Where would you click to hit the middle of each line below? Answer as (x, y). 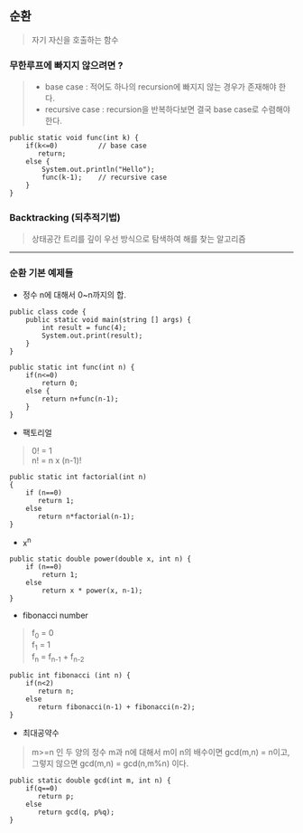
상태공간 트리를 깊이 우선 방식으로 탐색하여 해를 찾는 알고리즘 (138, 239)
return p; (56, 796)
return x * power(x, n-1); (92, 591)
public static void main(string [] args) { (109, 319)
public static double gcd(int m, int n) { (90, 781)
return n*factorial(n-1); (86, 516)
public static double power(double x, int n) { (101, 559)
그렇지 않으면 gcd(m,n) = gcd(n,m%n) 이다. (110, 763)
